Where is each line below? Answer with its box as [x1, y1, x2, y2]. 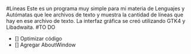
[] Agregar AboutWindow [14, 41, 76, 48]
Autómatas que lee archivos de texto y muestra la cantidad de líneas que [6, 11, 184, 18]
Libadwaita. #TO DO [6, 23, 56, 31]
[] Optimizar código [14, 35, 62, 42]
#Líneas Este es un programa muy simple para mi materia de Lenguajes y [6, 5, 185, 12]
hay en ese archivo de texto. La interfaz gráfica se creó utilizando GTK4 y [6, 18, 186, 24]
